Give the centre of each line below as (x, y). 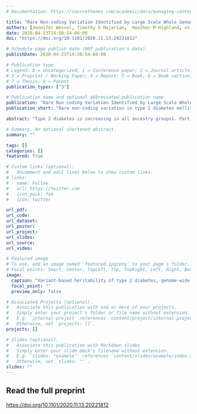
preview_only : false (36, 291)
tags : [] (17, 145)
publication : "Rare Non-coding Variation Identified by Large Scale (91, 103)
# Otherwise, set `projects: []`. (51, 324)
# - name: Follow (27, 183)
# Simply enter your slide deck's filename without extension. (87, 351)
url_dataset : (22, 221)
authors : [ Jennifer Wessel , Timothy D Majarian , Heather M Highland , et (98, 28)
